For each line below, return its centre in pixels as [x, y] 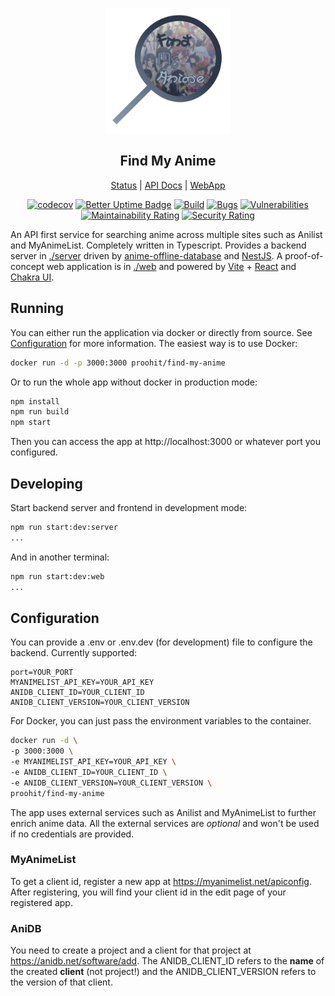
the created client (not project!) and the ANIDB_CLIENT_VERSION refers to [163, 972]
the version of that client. [61, 982]
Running [37, 308]
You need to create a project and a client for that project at [131, 950]
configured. [34, 452]
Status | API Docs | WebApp [168, 185]
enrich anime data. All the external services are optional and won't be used [165, 823]
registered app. [41, 902]
